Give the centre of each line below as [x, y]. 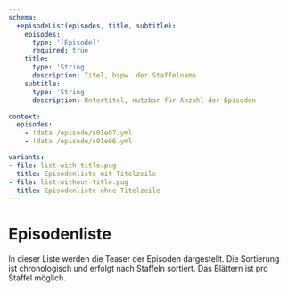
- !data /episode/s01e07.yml [78, 133]
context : [25, 117]
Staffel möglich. [37, 278]
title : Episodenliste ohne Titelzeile [89, 191]
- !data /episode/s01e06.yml [78, 142]
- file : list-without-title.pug [68, 182]
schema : [23, 17]
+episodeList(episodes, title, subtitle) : [96, 26]
